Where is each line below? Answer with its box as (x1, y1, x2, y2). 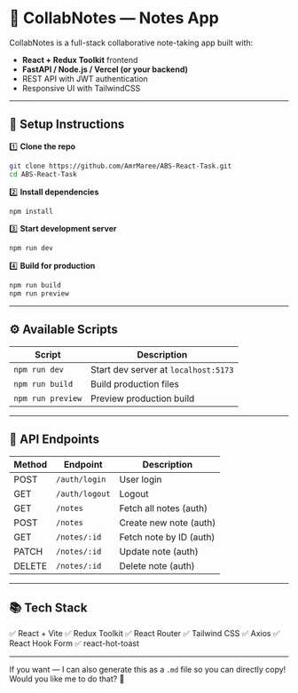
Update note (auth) (119, 545, 199, 557)
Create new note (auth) (119, 516, 216, 529)
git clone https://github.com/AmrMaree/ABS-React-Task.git (9, 161, 232, 170)
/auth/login (56, 474, 106, 484)
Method (13, 458, 48, 470)
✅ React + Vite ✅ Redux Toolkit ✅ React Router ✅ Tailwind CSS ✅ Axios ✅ (9, 628, 280, 639)
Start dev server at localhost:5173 (90, 363, 234, 375)
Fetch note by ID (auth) (119, 531, 216, 543)
